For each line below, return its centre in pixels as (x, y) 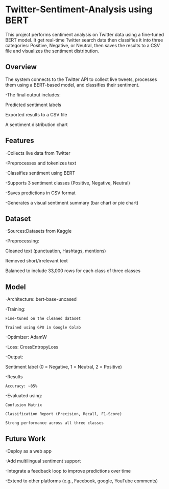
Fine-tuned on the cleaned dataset (43, 319)
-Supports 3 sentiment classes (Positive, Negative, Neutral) (68, 182)
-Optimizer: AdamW (26, 337)
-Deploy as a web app (29, 451)
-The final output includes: (33, 95)
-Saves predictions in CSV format (40, 193)
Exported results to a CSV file (36, 114)
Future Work (26, 439)
